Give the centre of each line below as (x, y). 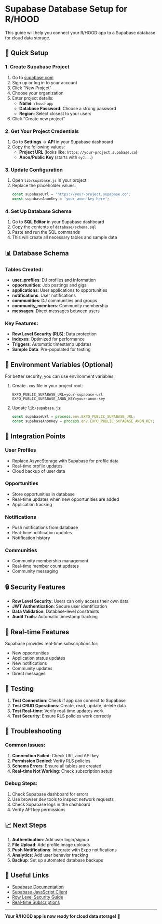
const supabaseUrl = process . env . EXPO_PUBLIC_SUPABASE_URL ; (74, 417)
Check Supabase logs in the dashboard (51, 804)
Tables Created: (24, 269)
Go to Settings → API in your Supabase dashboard (62, 142)
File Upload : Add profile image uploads (51, 844)
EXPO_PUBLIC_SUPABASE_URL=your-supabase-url (57, 395)
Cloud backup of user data (39, 471)
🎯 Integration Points (35, 437)
